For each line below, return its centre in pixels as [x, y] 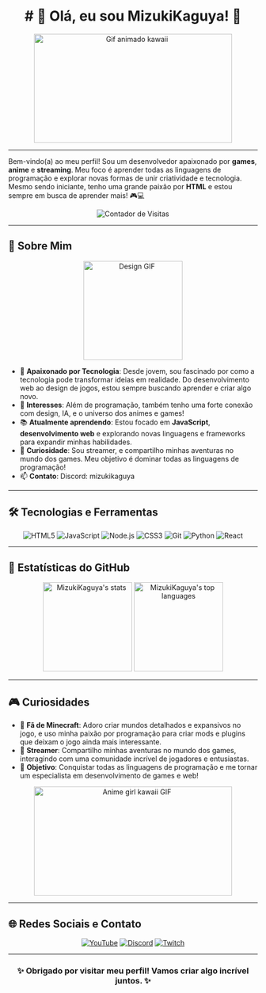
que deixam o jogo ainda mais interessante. [91, 742]
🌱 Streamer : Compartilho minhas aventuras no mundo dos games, [128, 751]
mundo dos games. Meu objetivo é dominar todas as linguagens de [129, 458]
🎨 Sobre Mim [40, 246]
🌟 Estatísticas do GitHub [69, 567]
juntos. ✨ [133, 980]
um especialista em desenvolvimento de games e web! [109, 776]
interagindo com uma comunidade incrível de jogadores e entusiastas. [134, 759]
